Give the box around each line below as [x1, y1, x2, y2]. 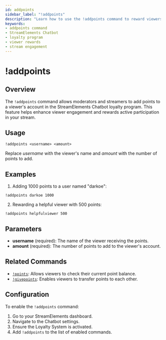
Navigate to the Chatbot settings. [12, 318, 80, 324]
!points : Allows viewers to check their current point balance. [12, 271, 137, 276]
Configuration [5, 290, 49, 299]
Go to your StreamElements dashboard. [12, 313, 93, 319]
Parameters [5, 224, 42, 233]
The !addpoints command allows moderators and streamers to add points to [5, 98, 161, 104]
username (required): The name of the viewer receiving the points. [12, 238, 149, 244]
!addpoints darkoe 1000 [5, 193, 54, 198]
